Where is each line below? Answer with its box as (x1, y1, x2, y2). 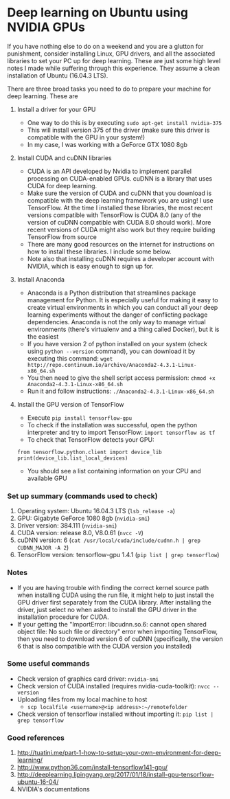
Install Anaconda (16, 275, 65, 283)
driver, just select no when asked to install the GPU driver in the (16, 605, 197, 614)
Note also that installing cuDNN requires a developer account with (27, 254, 214, 262)
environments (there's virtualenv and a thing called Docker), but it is (27, 325, 220, 333)
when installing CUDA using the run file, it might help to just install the (16, 591, 214, 599)
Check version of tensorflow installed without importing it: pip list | (16, 710, 214, 718)
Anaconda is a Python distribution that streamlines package (27, 289, 196, 297)
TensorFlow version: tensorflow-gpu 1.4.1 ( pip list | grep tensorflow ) (16, 551, 220, 559)
